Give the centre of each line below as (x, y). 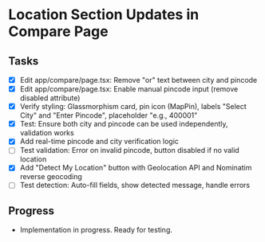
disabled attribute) (50, 98)
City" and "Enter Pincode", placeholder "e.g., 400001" (109, 115)
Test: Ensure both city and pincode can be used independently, (124, 124)
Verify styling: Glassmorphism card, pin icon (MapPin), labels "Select (133, 107)
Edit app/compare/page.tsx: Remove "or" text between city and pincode (138, 80)
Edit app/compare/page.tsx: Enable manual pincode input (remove (129, 89)
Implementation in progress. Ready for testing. (96, 230)
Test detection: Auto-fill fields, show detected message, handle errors (134, 185)
